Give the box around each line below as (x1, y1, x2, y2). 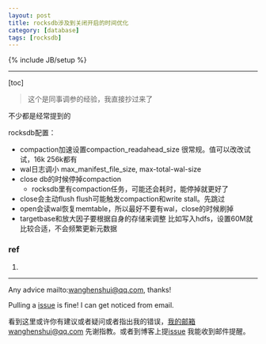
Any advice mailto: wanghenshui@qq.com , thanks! (8, 285, 172, 294)
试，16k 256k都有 (19, 155, 78, 164)
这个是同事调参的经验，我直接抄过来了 (27, 94, 153, 104)
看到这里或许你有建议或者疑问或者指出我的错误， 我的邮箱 (8, 316, 196, 326)
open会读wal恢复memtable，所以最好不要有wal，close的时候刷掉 (19, 204, 234, 214)
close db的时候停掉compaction (19, 175, 122, 184)
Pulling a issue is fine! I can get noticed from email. (8, 300, 174, 309)
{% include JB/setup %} (8, 55, 87, 65)
